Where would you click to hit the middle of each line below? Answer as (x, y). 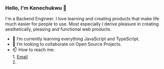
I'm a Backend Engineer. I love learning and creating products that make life (82, 19)
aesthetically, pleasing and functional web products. (58, 29)
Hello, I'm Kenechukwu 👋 (36, 8)
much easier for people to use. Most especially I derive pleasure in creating (82, 24)
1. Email (20, 57)
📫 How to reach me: (33, 50)
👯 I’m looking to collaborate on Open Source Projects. (67, 44)
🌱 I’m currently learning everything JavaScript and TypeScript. (76, 39)
